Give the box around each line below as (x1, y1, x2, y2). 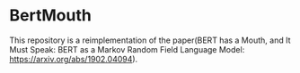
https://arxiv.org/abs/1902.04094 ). (9, 53, 138, 64)
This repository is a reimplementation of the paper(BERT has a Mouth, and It (9, 35, 291, 45)
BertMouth (9, 5, 92, 26)
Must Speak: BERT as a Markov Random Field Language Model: (9, 44, 245, 54)
